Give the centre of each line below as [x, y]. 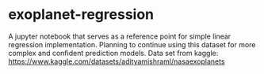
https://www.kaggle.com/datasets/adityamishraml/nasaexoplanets [117, 61]
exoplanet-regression [81, 15]
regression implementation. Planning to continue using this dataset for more [132, 44]
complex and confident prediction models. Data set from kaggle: [113, 53]
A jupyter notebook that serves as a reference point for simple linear [120, 36]
